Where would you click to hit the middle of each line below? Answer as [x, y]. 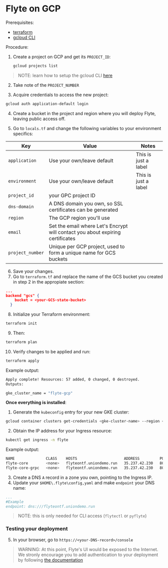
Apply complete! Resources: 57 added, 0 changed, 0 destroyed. [73, 379]
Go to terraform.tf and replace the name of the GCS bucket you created [88, 277]
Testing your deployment [37, 529]
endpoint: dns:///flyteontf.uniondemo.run [50, 506]
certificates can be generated [84, 210]
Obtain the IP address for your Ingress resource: [62, 431]
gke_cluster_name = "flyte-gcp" [39, 393]
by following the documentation [50, 560]
